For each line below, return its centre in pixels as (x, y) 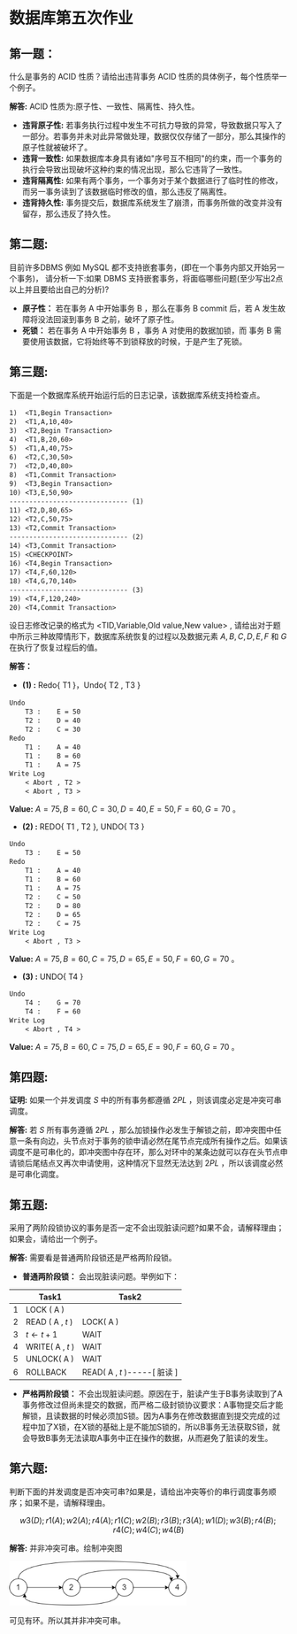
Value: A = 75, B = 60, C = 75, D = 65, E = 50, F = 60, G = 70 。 (124, 959)
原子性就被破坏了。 (57, 147)
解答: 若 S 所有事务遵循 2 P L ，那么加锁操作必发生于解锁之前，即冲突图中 (141, 1130)
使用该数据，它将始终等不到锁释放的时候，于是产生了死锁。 (138, 341)
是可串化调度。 (36, 1175)
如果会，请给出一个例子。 (56, 1239)
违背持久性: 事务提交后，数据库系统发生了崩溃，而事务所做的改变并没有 (152, 203)
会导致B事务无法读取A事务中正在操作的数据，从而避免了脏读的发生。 (147, 1437)
